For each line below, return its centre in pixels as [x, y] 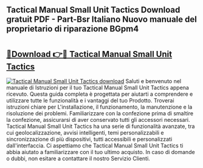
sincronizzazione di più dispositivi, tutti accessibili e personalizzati [89, 139]
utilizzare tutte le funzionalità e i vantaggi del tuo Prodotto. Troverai [90, 100]
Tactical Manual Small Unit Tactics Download [93, 10]
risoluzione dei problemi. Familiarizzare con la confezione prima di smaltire [100, 113]
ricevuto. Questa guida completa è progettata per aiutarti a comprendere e [100, 94]
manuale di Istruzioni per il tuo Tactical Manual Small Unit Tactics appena [98, 88]
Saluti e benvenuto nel [153, 81]
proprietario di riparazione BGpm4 [73, 29]
